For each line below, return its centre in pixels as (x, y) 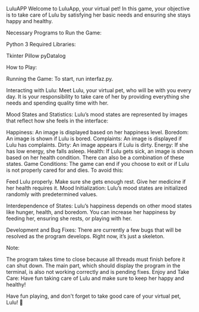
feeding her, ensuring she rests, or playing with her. (69, 218)
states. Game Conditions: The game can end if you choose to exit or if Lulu (98, 164)
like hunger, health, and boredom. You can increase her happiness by (91, 212)
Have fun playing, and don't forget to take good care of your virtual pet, (94, 296)
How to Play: (22, 67)
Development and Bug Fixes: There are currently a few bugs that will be (94, 230)
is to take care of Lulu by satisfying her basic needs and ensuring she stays (99, 15)
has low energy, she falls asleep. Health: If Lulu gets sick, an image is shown (100, 151)
